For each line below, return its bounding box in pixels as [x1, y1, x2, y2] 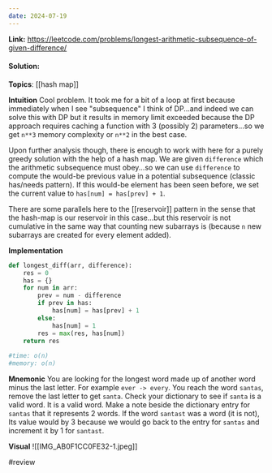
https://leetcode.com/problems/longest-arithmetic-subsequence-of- [27, 34, 257, 44]
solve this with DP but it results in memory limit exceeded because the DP [8, 112, 255, 122]
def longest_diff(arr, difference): [8, 261, 132, 269]
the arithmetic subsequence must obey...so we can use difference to [8, 162, 241, 172]
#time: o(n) [8, 352, 49, 360]
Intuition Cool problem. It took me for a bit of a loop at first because [8, 95, 235, 105]
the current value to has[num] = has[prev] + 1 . [8, 188, 166, 198]
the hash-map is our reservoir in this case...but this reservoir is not [8, 213, 231, 222]
